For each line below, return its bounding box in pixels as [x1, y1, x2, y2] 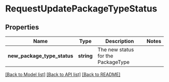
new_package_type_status [8, 52, 73, 59]
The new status [97, 46, 134, 53]
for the [97, 52, 114, 59]
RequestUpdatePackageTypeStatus [5, 3, 157, 14]
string [77, 52, 93, 59]
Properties [5, 23, 39, 31]
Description [105, 38, 134, 44]
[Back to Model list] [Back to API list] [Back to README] [5, 71, 121, 77]
